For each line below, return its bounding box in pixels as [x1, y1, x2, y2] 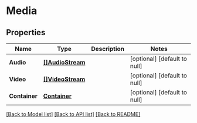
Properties [6, 28, 46, 37]
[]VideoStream [43, 75, 86, 83]
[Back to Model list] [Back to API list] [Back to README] [6, 111, 141, 118]
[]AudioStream [43, 59, 86, 66]
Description [90, 45, 125, 53]
